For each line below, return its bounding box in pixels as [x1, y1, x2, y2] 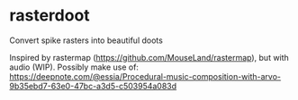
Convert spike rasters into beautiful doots [9, 35, 164, 46]
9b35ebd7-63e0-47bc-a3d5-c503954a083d [9, 80, 177, 91]
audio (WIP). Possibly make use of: [9, 62, 140, 72]
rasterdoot [9, 5, 90, 26]
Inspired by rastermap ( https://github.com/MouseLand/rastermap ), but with [9, 52, 290, 62]
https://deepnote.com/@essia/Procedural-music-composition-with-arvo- [9, 71, 282, 81]
